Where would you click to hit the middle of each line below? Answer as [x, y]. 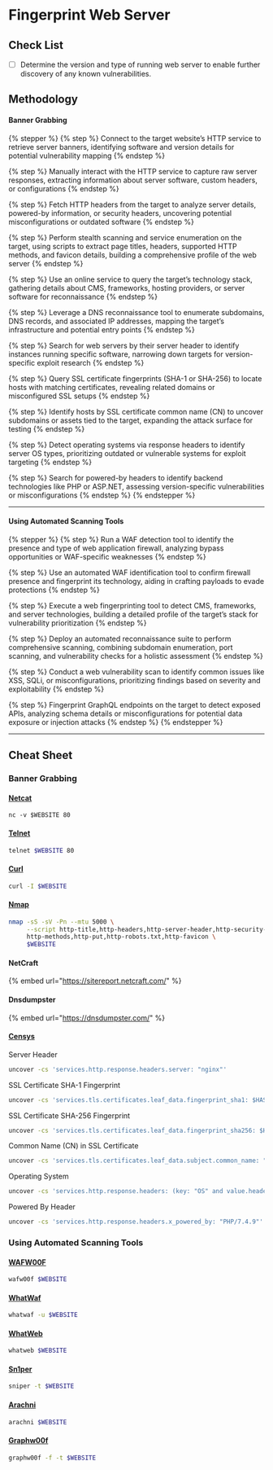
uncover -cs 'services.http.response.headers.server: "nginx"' [118, 1069]
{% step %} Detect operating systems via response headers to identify [127, 445]
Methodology [43, 99]
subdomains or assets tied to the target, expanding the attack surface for [131, 420]
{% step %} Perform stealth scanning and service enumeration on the [125, 237]
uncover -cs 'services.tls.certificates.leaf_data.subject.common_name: [134, 1161]
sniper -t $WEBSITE [41, 1386]
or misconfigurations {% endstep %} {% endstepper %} [102, 495]
